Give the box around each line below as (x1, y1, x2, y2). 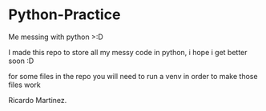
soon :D (8, 56, 34, 65)
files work (8, 80, 42, 89)
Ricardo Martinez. (8, 95, 67, 105)
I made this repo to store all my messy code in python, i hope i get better (8, 47, 248, 57)
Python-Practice (8, 6, 121, 24)
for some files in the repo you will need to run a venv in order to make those (8, 71, 258, 81)
